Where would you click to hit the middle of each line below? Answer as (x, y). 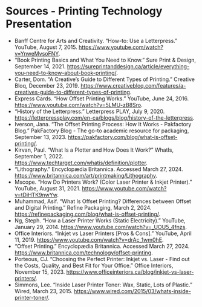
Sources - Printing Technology (84, 11)
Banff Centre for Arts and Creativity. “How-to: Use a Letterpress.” (96, 40)
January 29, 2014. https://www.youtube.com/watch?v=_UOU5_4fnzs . (101, 227)
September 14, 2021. (40, 66)
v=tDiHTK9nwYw (36, 195)
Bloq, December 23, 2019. (47, 85)
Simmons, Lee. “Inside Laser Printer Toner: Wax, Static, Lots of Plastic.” (103, 285)
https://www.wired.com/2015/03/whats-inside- (132, 291)
